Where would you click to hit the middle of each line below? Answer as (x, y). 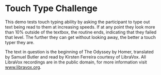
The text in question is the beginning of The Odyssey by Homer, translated (79, 52)
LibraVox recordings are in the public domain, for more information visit (76, 62)
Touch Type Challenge (51, 8)
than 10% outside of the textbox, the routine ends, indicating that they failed (81, 32)
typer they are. (20, 42)
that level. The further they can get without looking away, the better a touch (80, 37)
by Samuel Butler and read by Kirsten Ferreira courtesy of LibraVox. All (76, 57)
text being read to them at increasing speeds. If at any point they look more (80, 27)
